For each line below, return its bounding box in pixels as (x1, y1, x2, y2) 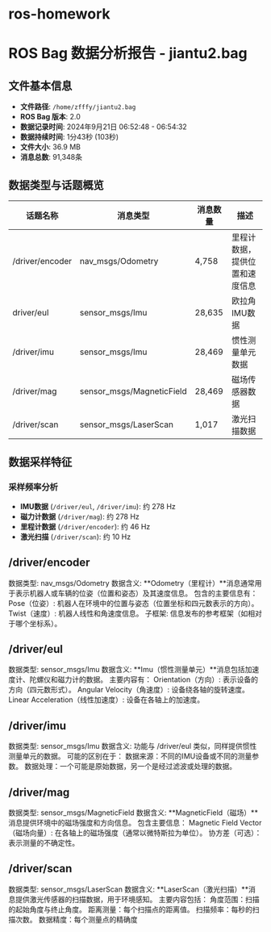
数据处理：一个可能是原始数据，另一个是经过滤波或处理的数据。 (23, 762, 236, 771)
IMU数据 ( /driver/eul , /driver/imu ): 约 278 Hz (19, 501, 176, 511)
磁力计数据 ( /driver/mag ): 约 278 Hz (19, 512, 140, 521)
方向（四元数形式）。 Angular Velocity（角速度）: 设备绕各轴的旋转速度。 (8, 685, 250, 695)
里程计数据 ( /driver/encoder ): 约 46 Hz (19, 521, 151, 531)
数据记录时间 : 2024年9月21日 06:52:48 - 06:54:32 (19, 122, 187, 132)
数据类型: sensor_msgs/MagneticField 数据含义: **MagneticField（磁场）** (8, 808, 258, 817)
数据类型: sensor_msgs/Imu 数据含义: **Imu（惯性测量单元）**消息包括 (8, 665, 245, 675)
